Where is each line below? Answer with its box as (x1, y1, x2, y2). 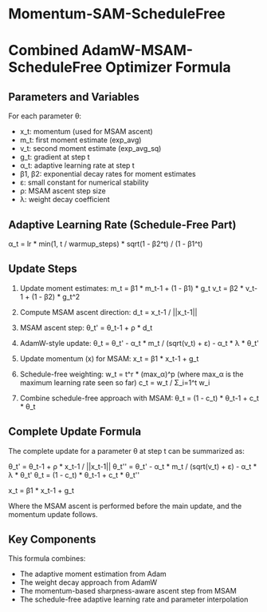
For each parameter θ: (8, 111, 82, 121)
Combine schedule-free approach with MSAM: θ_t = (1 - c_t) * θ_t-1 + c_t (19, 393, 259, 403)
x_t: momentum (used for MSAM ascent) (19, 127, 153, 137)
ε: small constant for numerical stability (19, 177, 149, 188)
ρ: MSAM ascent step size (19, 186, 106, 196)
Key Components (8, 533, 96, 546)
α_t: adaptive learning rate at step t (19, 161, 135, 170)
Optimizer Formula (104, 58, 231, 77)
